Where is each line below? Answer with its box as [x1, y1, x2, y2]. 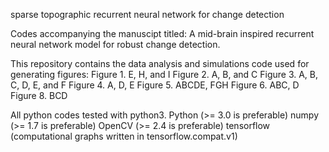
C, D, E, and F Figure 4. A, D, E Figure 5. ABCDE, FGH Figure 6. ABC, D [10, 79, 300, 91]
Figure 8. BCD [10, 90, 68, 101]
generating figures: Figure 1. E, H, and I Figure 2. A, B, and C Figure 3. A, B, [10, 69, 319, 80]
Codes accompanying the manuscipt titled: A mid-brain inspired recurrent [10, 28, 315, 39]
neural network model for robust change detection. [10, 39, 221, 50]
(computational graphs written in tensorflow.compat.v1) [10, 130, 238, 142]
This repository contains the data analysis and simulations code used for [10, 58, 310, 69]
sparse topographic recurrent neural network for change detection [10, 9, 285, 20]
